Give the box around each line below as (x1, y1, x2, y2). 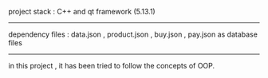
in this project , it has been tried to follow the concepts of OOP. (8, 61, 215, 70)
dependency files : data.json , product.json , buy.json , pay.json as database (8, 29, 258, 39)
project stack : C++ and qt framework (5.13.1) (8, 7, 156, 16)
